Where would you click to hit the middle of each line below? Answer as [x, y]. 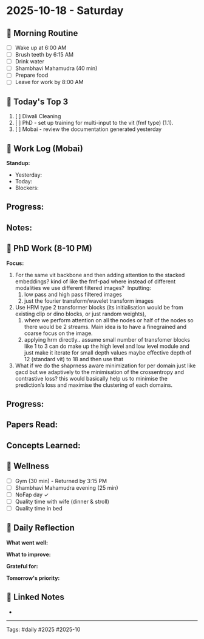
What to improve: [29, 554]
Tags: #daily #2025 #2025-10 [43, 629]
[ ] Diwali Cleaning [38, 116]
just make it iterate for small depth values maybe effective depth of [108, 352]
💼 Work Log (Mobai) [45, 148]
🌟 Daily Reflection [40, 528]
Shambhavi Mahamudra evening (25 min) [66, 487]
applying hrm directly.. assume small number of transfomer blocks [107, 339]
